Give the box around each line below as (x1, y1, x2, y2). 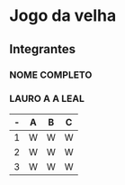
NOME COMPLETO (9, 69, 93, 81)
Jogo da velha (9, 5, 117, 26)
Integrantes (9, 42, 76, 57)
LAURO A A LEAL (9, 92, 85, 105)
